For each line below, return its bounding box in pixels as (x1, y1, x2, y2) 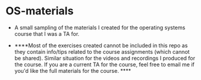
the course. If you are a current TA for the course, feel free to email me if (14, 61, 195, 68)
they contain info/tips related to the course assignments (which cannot (14, 48, 190, 55)
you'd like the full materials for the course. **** (14, 67, 131, 74)
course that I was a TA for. (14, 30, 79, 37)
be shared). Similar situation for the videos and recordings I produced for (14, 54, 196, 61)
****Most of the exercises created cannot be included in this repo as (14, 42, 188, 49)
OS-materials (5, 4, 74, 18)
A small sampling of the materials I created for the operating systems (14, 24, 186, 31)
